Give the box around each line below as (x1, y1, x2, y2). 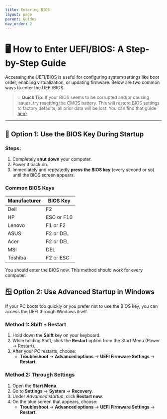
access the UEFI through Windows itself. (5, 308, 88, 314)
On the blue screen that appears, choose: (12, 399, 98, 405)
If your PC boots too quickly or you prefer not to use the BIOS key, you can (5, 303, 158, 309)
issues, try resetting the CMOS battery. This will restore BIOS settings (17, 100, 160, 106)
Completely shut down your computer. (12, 156, 92, 162)
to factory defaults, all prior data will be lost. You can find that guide (17, 105, 157, 111)
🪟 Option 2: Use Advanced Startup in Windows (5, 287, 155, 296)
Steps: (5, 145, 21, 152)
